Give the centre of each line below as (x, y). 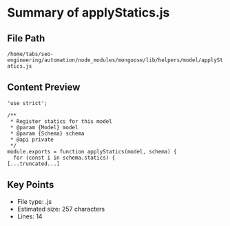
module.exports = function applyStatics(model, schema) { (92, 151)
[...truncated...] (33, 164)
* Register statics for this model (61, 121)
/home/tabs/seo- (30, 54)
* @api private (32, 140)
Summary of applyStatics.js (88, 13)
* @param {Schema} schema (47, 133)
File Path (26, 38)
